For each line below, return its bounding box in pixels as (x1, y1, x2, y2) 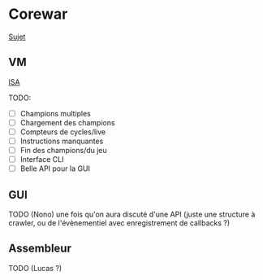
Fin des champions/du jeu (19, 146, 107, 155)
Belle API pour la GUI (19, 164, 91, 173)
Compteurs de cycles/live (19, 127, 106, 137)
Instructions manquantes (19, 136, 104, 146)
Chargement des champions (19, 117, 115, 127)
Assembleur (8, 242, 71, 256)
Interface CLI (19, 155, 64, 164)
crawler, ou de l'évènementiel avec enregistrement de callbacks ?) (8, 218, 231, 228)
